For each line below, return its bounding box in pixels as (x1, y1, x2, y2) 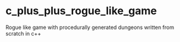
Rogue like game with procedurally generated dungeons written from (5, 24, 175, 31)
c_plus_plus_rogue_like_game (5, 4, 157, 18)
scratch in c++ (5, 30, 42, 37)
